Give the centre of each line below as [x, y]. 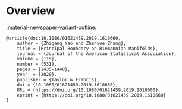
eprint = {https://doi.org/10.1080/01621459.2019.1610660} [92, 95]
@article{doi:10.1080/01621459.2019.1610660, [63, 38]
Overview [31, 11]
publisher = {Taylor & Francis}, [58, 79]
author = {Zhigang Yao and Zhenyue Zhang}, [72, 43]
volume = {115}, [37, 59]
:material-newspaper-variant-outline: [51, 27]
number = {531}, [37, 64]
